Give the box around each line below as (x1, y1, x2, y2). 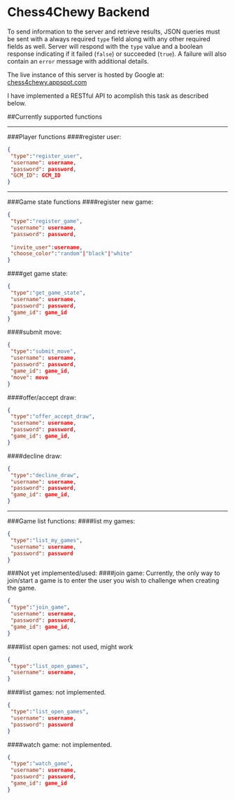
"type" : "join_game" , (10, 604, 71, 611)
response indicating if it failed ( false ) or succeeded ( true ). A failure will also (7, 50, 227, 58)
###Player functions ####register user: (7, 132, 122, 140)
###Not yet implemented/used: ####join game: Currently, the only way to (7, 569, 220, 577)
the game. (7, 584, 36, 592)
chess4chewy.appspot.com (7, 78, 87, 86)
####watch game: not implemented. (7, 740, 113, 748)
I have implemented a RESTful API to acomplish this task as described (7, 92, 208, 100)
